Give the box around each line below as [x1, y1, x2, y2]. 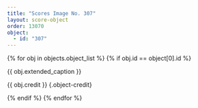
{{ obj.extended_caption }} [7, 68, 82, 76]
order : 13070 [7, 23, 44, 29]
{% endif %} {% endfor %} [7, 94, 83, 103]
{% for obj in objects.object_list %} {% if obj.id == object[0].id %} [7, 54, 192, 62]
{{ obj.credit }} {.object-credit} [7, 81, 92, 89]
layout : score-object [7, 16, 69, 23]
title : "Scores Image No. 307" [7, 10, 96, 17]
